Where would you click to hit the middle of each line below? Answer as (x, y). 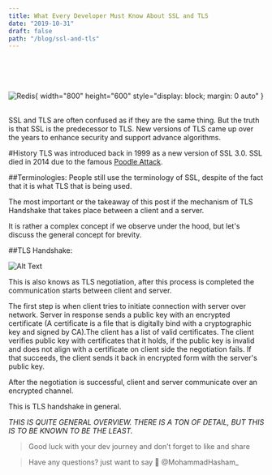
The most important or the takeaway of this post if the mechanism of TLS (131, 202)
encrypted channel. (41, 391)
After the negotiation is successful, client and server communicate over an (133, 383)
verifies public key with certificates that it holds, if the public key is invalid (132, 340)
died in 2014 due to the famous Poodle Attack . (86, 162)
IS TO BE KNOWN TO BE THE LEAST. (71, 431)
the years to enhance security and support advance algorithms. (115, 138)
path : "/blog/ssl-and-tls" (54, 39)
